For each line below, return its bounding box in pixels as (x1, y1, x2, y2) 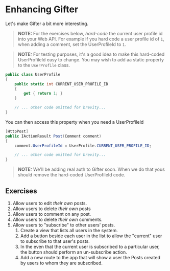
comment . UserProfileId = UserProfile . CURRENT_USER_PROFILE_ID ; (14, 143, 152, 148)
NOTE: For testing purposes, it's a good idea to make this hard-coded (17, 51, 165, 57)
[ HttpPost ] (5, 129, 29, 134)
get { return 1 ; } (23, 91, 63, 96)
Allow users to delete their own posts (12, 206, 91, 212)
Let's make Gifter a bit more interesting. (5, 20, 88, 27)
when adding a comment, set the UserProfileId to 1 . (17, 41, 127, 47)
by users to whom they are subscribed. (20, 260, 103, 266)
